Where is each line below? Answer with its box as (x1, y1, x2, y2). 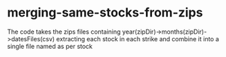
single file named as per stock (7, 42, 93, 50)
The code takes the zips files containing (7, 27, 121, 36)
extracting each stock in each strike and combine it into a (56, 34, 220, 43)
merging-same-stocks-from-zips (7, 5, 203, 21)
